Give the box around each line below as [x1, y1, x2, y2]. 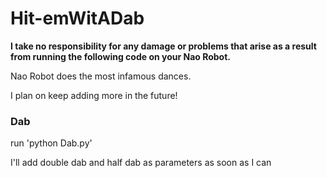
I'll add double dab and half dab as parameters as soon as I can [10, 157, 272, 169]
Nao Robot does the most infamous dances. [10, 70, 192, 82]
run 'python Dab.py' [10, 137, 93, 149]
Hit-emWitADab [10, 7, 145, 30]
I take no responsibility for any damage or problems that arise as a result [10, 40, 317, 52]
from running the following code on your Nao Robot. [10, 50, 232, 62]
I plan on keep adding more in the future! [10, 89, 178, 101]
